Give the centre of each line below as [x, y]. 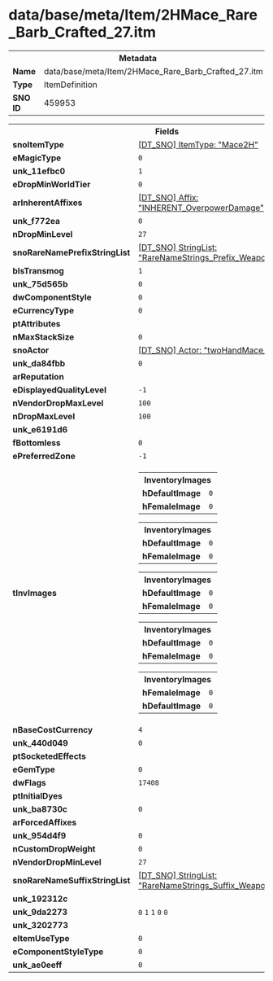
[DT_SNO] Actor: [169, 350]
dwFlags [29, 782]
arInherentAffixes [48, 203]
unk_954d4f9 [39, 835]
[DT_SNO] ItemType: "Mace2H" [198, 144]
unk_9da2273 [40, 912]
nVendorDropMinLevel [57, 862]
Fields [167, 131]
